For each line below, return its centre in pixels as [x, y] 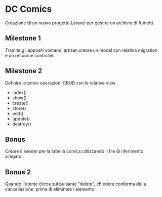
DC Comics [28, 9]
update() [21, 118]
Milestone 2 [24, 71]
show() [20, 98]
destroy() [21, 124]
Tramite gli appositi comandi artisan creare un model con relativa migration [81, 50]
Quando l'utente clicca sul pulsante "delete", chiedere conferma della [76, 184]
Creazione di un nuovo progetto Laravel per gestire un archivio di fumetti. [80, 23]
